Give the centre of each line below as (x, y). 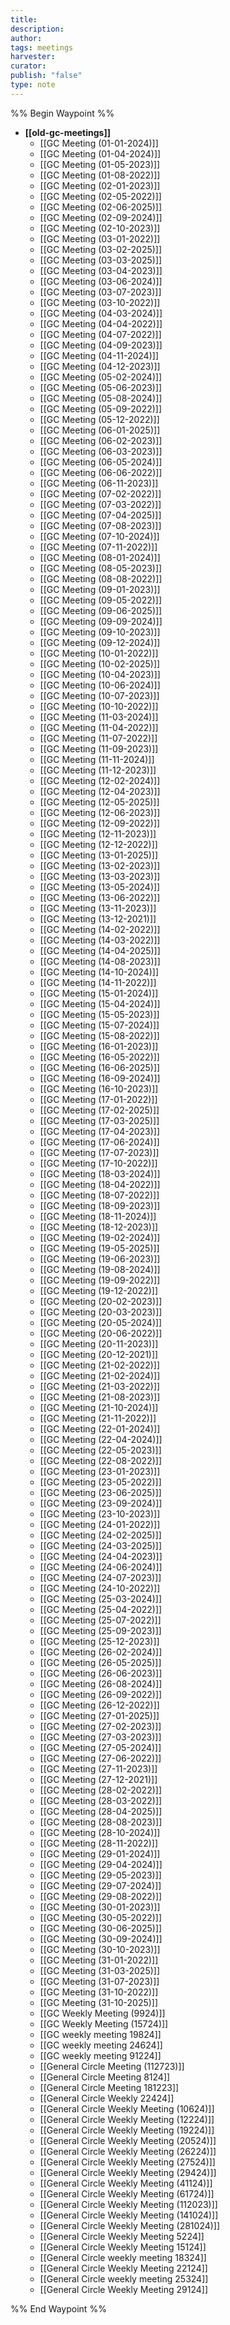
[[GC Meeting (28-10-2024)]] (100, 1832)
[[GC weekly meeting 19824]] (100, 2034)
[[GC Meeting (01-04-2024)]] (100, 153)
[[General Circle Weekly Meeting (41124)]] (126, 2183)
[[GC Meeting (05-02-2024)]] (101, 377)
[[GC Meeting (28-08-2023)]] (101, 1822)
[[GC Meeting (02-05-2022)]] (100, 196)
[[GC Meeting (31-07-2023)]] (99, 1981)
